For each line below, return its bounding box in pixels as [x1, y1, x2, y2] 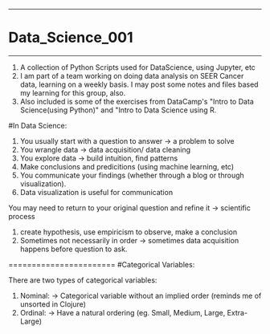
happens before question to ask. [19, 244, 128, 254]
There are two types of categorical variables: [8, 275, 157, 285]
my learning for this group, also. [19, 88, 126, 97]
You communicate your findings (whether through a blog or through [19, 170, 245, 180]
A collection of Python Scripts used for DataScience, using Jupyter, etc [19, 62, 256, 72]
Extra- [227, 308, 247, 317]
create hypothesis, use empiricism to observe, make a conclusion [19, 226, 238, 237]
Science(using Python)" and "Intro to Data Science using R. [19, 105, 217, 115]
